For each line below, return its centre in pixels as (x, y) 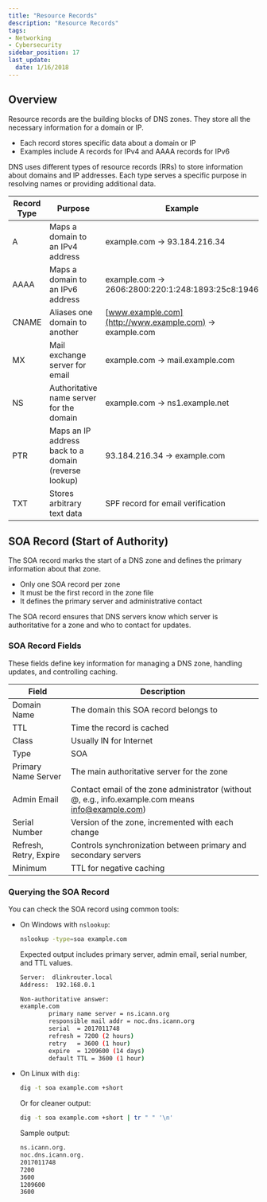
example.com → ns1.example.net (167, 403)
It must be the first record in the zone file (87, 593)
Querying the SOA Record (59, 892)
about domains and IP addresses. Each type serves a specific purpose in (128, 175)
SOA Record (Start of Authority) (89, 541)
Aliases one (71, 312)
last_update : (30, 60)
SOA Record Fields (45, 646)
